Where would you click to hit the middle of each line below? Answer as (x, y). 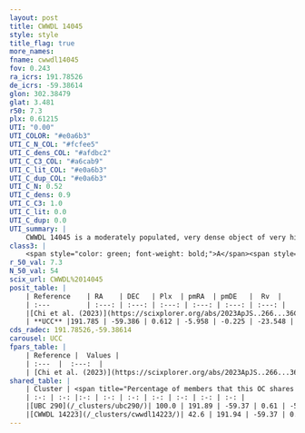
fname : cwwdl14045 (44, 60)
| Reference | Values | (73, 355)
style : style (34, 34)
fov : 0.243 (30, 69)
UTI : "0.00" (32, 128)
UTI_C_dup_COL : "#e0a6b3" (58, 178)
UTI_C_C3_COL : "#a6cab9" (56, 161)
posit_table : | (38, 288)
